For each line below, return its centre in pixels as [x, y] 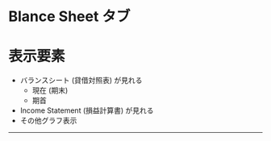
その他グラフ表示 [48, 121]
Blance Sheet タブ [69, 17]
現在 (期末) [50, 90]
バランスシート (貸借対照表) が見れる [81, 81]
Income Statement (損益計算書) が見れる [87, 110]
